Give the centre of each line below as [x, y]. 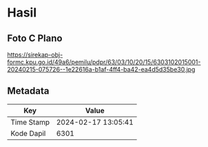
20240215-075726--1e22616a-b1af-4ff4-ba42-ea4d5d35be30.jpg [101, 69]
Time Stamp [30, 122]
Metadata [28, 91]
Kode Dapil [28, 133]
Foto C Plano [35, 38]
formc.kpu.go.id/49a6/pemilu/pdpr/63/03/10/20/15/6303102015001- [104, 62]
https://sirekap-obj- [35, 55]
